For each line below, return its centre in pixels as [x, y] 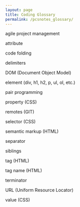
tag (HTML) [17, 161]
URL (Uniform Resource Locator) [39, 190]
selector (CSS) [21, 122]
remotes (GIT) [20, 112]
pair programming [24, 92]
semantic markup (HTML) [32, 131]
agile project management [32, 34]
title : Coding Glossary [30, 15]
